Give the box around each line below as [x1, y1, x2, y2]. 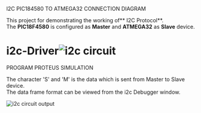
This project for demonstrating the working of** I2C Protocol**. [6, 17, 164, 23]
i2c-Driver [6, 44, 59, 58]
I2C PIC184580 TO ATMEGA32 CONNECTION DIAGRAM [6, 5, 147, 12]
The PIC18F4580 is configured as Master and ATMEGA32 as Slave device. [6, 23, 195, 30]
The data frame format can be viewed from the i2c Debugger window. [6, 88, 180, 96]
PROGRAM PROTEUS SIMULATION [6, 64, 94, 71]
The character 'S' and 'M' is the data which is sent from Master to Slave [6, 75, 185, 83]
